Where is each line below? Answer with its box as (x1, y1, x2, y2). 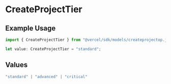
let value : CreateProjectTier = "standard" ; (5, 46, 101, 51)
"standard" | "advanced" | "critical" (5, 74, 88, 79)
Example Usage (5, 24, 56, 33)
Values (5, 61, 28, 69)
